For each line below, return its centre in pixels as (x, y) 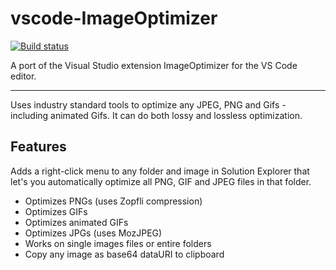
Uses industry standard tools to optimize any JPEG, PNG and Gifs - (148, 104)
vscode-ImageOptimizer (114, 18)
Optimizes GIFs (56, 211)
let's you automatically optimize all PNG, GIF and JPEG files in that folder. (161, 181)
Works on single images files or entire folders (118, 243)
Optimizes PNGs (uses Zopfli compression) (113, 201)
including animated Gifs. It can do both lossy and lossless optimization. (156, 115)
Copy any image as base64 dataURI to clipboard (124, 254)
